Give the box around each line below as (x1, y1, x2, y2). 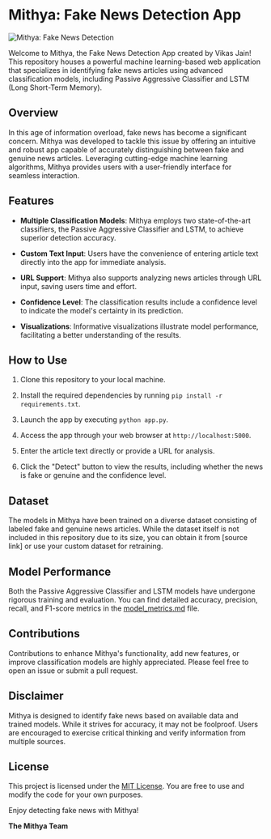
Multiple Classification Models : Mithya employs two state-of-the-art (19, 215, 251, 225)
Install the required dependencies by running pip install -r (19, 390, 222, 400)
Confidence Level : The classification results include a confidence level (19, 297, 257, 307)
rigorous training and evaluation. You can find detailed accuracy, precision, (8, 595, 258, 604)
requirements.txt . (19, 399, 81, 409)
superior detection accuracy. (19, 232, 116, 242)
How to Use (8, 353, 68, 367)
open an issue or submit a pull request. (8, 666, 138, 675)
